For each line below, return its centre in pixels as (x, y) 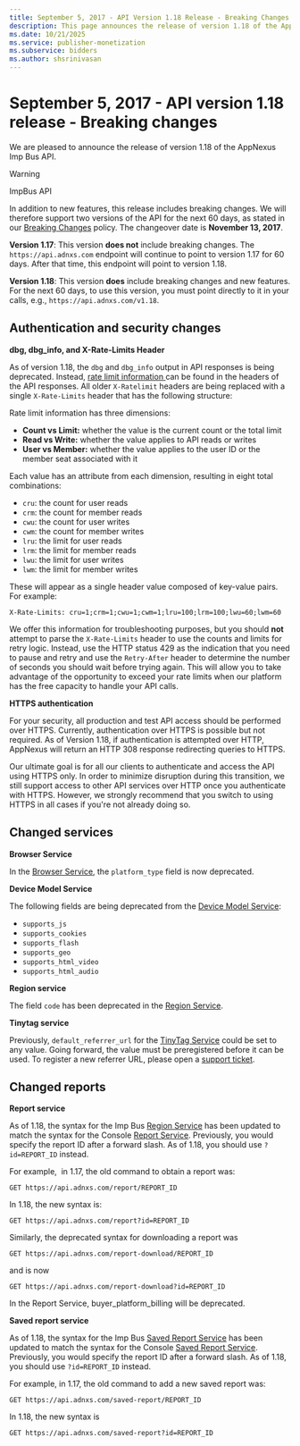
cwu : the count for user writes (76, 521)
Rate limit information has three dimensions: (90, 413)
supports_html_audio (60, 971)
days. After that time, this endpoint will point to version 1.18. (118, 264)
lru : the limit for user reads (72, 541)
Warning (25, 173)
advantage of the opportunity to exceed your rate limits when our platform (146, 677)
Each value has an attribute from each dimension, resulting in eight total (142, 475)
